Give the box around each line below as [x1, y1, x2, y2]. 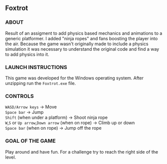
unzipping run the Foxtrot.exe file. [5, 80, 76, 86]
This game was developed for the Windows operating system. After [5, 75, 144, 81]
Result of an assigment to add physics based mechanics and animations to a [5, 30, 163, 36]
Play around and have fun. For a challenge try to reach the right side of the [5, 149, 159, 155]
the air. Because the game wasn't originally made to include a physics [5, 41, 149, 47]
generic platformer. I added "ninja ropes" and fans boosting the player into [5, 35, 158, 41]
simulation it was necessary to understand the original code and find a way [5, 46, 160, 52]
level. [5, 154, 16, 160]
